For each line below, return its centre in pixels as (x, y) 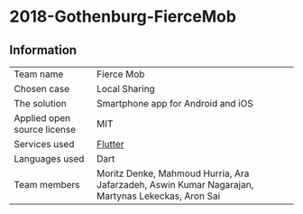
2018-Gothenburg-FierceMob (123, 17)
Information (43, 50)
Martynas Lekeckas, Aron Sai (158, 196)
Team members (47, 185)
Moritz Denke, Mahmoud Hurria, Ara (173, 173)
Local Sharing (125, 89)
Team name (39, 74)
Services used (44, 144)
